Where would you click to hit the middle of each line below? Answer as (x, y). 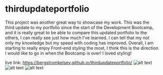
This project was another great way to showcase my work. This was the (77, 22)
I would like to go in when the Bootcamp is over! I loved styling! (68, 53)
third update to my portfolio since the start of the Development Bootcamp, (79, 27)
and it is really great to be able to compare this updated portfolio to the (76, 32)
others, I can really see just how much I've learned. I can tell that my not (77, 38)
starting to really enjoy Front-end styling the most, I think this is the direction (82, 48)
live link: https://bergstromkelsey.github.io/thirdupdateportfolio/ (69, 62)
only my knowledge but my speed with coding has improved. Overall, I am (79, 43)
